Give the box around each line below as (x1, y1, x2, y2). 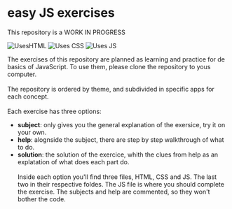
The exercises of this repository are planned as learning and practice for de (7, 55, 226, 64)
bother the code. (17, 194, 67, 203)
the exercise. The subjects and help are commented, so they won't (17, 187, 210, 196)
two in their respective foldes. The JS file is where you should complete (17, 180, 224, 188)
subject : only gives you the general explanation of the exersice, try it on (17, 120, 226, 129)
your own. (17, 128, 47, 136)
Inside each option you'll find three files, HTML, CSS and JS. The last (17, 173, 217, 181)
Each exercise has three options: (7, 107, 102, 115)
